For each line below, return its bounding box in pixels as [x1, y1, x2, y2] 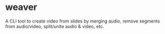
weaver [5, 1, 37, 13]
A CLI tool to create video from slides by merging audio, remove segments [5, 18, 160, 24]
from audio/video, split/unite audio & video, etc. [5, 23, 104, 29]
